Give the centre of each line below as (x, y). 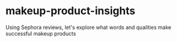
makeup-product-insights (71, 11)
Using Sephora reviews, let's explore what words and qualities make (88, 27)
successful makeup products (41, 33)
